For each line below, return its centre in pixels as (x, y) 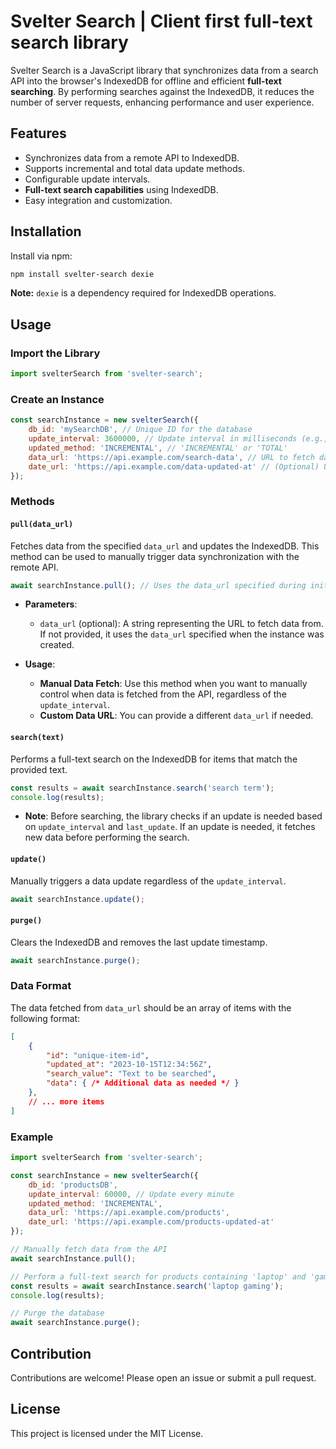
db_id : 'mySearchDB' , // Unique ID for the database (140, 430)
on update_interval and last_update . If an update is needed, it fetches (170, 827)
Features (38, 133)
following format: (45, 1018)
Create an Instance (57, 399)
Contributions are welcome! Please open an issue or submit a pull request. (163, 1377)
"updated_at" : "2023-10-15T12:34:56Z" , (129, 1065)
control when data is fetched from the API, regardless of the (163, 694)
